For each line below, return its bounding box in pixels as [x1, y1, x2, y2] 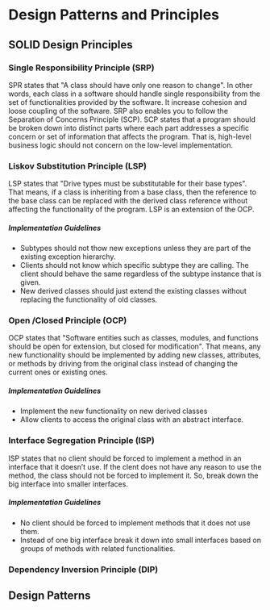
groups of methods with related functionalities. [19, 543, 176, 554]
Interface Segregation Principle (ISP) [8, 435, 156, 446]
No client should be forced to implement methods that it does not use [19, 518, 251, 528]
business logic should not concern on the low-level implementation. [8, 140, 234, 150]
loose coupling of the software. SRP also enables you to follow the [8, 106, 228, 115]
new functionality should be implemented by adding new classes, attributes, [8, 350, 261, 360]
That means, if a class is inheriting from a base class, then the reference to [8, 187, 256, 197]
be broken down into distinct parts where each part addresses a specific [8, 123, 250, 132]
